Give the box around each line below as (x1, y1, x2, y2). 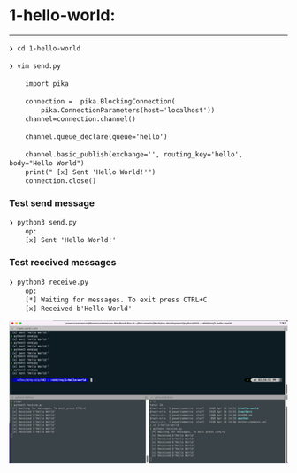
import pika (25, 79, 69, 88)
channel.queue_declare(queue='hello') (25, 132, 168, 141)
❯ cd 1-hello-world (9, 43, 81, 53)
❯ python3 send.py (9, 218, 77, 227)
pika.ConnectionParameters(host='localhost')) (41, 105, 216, 115)
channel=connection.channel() (25, 114, 137, 124)
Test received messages (9, 256, 117, 269)
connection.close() (25, 176, 97, 186)
